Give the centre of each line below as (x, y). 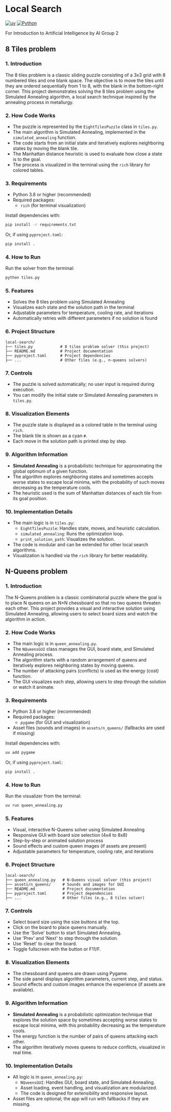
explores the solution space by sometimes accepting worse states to (85, 1020)
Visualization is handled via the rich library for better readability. (80, 555)
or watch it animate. (33, 687)
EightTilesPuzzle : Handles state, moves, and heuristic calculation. (90, 528)
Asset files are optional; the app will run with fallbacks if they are (81, 1098)
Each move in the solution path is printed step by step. (70, 441)
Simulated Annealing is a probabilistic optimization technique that (82, 1014)
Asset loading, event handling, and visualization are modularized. (89, 1087)
